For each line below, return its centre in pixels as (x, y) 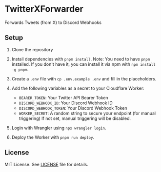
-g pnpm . (20, 69)
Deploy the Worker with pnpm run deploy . (53, 137)
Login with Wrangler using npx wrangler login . (59, 128)
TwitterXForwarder (44, 9)
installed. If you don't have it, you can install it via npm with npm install (83, 64)
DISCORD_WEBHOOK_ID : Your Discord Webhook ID (66, 103)
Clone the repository (32, 49)
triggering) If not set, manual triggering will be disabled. (75, 118)
